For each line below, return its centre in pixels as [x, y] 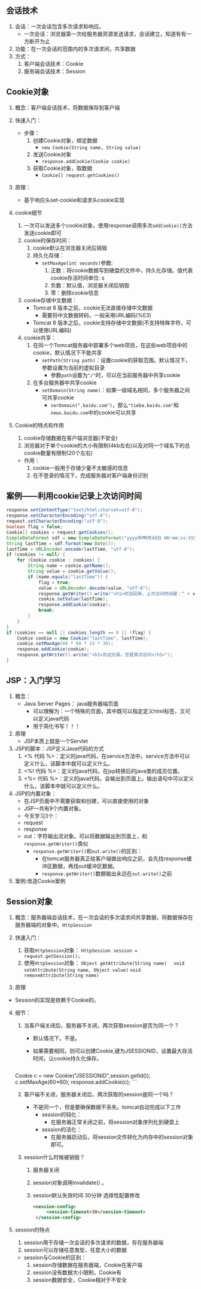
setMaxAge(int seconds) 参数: [77, 263]
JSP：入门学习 [33, 680]
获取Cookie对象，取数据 [63, 168]
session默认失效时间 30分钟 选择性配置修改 [86, 1195]
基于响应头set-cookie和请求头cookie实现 [74, 200]
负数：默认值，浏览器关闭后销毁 [90, 285]
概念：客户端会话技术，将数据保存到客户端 [67, 107]
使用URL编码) [55, 330]
